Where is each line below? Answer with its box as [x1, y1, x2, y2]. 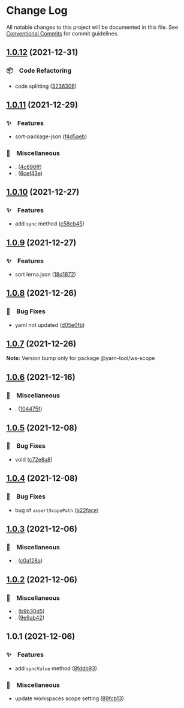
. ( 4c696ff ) [14, 163, 42, 170]
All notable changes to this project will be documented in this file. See [6, 23, 179, 31]
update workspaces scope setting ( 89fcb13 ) [14, 695, 124, 702]
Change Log [6, 4, 68, 17]
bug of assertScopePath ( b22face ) [14, 506, 99, 514]
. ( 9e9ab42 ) [14, 614, 45, 621]
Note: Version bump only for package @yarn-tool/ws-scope [6, 355, 155, 362]
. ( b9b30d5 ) [14, 608, 45, 615]
